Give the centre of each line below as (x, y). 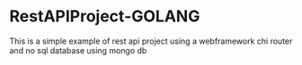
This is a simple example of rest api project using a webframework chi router (151, 41)
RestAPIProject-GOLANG (105, 16)
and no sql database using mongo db (78, 50)
